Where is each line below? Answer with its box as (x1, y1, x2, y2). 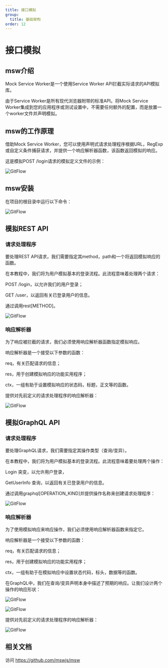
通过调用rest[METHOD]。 (5, 303, 58, 309)
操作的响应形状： (5, 586, 41, 592)
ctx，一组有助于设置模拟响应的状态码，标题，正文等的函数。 (5, 381, 131, 388)
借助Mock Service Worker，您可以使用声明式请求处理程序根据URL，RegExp (5, 141, 163, 147)
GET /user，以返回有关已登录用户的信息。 (5, 292, 92, 298)
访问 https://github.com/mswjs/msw (5, 657, 80, 663)
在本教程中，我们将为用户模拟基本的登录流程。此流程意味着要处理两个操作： (5, 458, 164, 464)
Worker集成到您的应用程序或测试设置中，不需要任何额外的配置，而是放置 (5, 104, 157, 110)
